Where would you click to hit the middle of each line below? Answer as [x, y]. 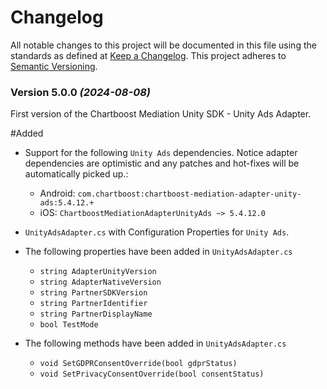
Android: [57, 193]
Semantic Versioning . [54, 66]
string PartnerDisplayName [96, 314]
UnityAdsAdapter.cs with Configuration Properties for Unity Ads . [157, 232]
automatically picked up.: [76, 174]
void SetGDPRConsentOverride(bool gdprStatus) [138, 364]
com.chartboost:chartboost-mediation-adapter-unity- [189, 194]
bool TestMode [69, 325]
